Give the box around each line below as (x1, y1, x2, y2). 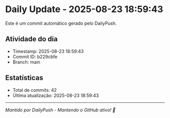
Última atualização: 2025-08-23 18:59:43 (12, 92, 99, 98)
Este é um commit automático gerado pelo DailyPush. (5, 20, 117, 26)
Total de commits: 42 (12, 87, 57, 93)
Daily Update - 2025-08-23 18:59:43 (5, 4, 163, 15)
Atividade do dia (5, 35, 58, 43)
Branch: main (12, 59, 40, 65)
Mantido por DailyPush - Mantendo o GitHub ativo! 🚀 (5, 107, 116, 113)
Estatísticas (5, 74, 44, 82)
